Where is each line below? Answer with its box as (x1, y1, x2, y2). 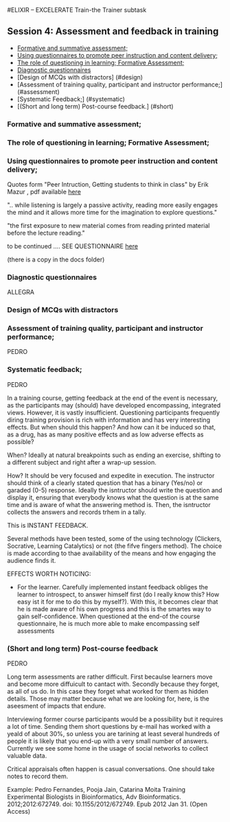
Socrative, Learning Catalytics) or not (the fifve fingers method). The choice (7, 541, 222, 550)
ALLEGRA (7, 288, 35, 296)
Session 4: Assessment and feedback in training (7, 25, 219, 37)
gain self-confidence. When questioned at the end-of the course (16, 612, 200, 620)
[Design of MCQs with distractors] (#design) (16, 73, 143, 81)
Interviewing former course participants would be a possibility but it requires (7, 715, 223, 723)
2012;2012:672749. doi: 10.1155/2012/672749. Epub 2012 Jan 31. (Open (7, 800, 208, 808)
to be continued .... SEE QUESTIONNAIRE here (7, 242, 139, 250)
